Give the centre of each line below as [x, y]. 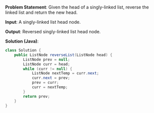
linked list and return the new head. [41, 12]
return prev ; [37, 96]
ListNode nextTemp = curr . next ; [65, 73]
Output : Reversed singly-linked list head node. [53, 31]
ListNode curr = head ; [47, 64]
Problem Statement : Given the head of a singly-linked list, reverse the [77, 7]
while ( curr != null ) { [48, 69]
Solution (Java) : [22, 41]
